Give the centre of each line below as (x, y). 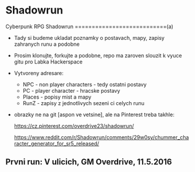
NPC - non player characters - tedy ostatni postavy (85, 84)
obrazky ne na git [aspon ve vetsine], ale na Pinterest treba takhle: (94, 114)
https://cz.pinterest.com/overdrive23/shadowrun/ (74, 126)
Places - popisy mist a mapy (57, 97)
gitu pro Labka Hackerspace (48, 62)
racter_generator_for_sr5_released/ (56, 143)
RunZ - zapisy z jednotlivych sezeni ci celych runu (84, 103)
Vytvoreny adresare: (39, 73)
